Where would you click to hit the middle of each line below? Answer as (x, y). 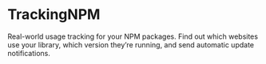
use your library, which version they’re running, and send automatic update (131, 44)
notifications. (29, 53)
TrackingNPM (54, 15)
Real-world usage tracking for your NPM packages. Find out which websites (133, 36)
